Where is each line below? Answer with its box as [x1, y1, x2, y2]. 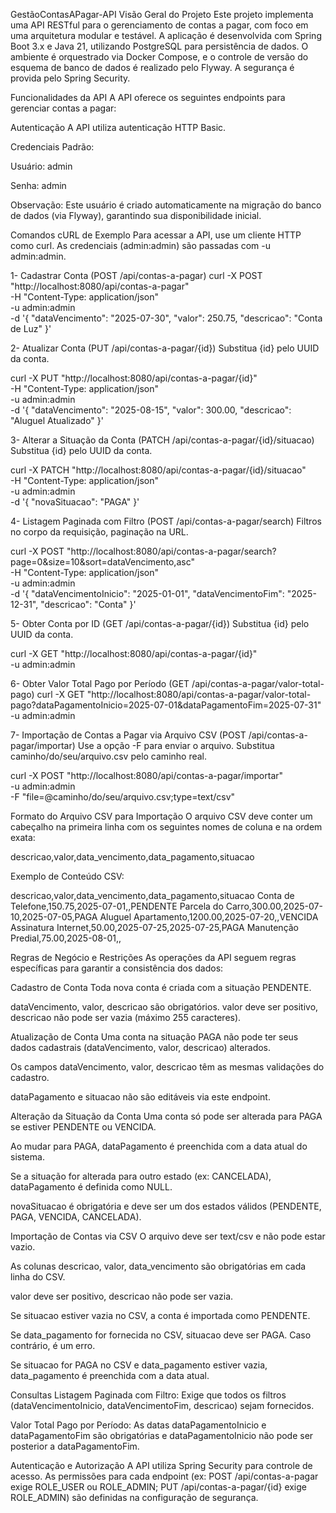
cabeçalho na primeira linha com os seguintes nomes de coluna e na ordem [10, 821, 323, 833]
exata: [10, 832, 36, 843]
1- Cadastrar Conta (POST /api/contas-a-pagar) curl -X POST [10, 270, 263, 281]
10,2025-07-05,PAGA [10, 911, 98, 923]
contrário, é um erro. [10, 1340, 96, 1351]
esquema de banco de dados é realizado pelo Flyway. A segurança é [10, 62, 295, 73]
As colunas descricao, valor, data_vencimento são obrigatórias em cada [10, 1260, 307, 1272]
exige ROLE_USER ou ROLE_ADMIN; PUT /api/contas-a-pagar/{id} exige [10, 1481, 308, 1493]
